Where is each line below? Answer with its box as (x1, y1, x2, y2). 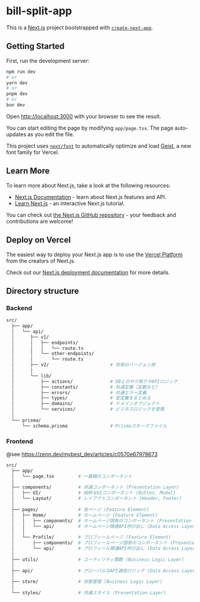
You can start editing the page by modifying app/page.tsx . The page (6, 124, 174, 131)
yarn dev (6, 79, 28, 86)
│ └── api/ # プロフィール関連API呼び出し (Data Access (11, 545, 180, 552)
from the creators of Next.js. (6, 257, 76, 264)
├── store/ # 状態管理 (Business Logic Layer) (11, 579, 162, 585)
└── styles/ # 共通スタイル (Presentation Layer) (11, 590, 167, 596)
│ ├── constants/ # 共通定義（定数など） (11, 384, 160, 390)
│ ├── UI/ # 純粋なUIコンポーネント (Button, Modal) (11, 490, 176, 496)
